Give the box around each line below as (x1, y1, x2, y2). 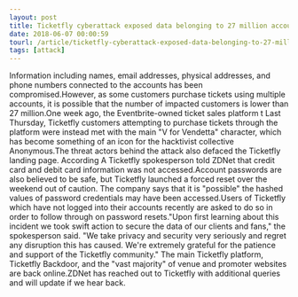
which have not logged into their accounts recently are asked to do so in (9, 202, 273, 213)
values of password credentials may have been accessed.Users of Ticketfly (9, 192, 286, 204)
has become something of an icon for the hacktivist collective (9, 137, 235, 147)
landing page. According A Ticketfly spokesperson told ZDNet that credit (9, 155, 275, 166)
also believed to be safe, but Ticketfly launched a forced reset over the (9, 174, 268, 184)
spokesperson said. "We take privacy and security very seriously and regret (9, 231, 286, 241)
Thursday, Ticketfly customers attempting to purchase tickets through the (9, 117, 278, 129)
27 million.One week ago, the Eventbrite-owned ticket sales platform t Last (9, 108, 281, 119)
